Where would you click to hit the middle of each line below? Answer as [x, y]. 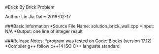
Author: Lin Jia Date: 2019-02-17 [38, 16]
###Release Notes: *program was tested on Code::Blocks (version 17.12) [78, 41]
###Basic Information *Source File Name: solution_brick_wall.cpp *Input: [79, 26]
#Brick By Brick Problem [30, 7]
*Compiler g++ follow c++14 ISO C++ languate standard [62, 46]
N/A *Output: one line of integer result [44, 31]
